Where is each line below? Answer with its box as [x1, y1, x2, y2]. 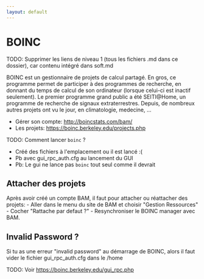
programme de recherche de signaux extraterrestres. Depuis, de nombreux [6, 99, 195, 107]
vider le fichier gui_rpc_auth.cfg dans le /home [6, 254, 123, 262]
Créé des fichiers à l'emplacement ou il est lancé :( [15, 147, 143, 155]
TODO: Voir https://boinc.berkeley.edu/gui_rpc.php [6, 266, 134, 274]
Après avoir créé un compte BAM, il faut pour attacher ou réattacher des [6, 194, 188, 202]
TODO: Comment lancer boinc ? [6, 136, 86, 143]
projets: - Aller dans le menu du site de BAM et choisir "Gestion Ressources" [6, 201, 199, 208]
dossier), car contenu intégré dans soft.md [6, 62, 114, 69]
